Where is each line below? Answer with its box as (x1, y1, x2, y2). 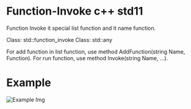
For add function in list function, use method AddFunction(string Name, (6, 47, 186, 55)
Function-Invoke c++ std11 (6, 4, 143, 18)
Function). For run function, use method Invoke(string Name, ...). (6, 54, 168, 62)
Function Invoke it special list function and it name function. (6, 24, 156, 32)
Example (6, 76, 51, 90)
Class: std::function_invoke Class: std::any (6, 36, 113, 43)
